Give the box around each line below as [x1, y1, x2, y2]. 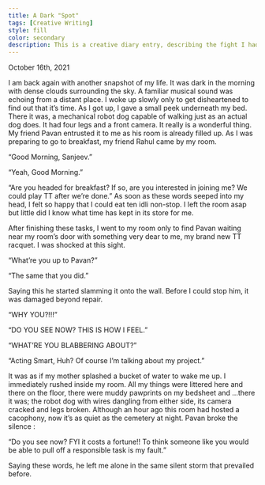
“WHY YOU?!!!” [8, 310, 58, 320]
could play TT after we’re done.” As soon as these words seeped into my [8, 191, 244, 201]
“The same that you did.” [8, 271, 89, 281]
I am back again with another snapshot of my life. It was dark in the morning [8, 78, 255, 88]
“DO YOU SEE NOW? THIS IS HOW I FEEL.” [8, 325, 148, 335]
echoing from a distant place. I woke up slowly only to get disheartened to [8, 95, 249, 104]
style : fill [8, 26, 47, 34]
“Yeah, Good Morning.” [8, 168, 84, 177]
